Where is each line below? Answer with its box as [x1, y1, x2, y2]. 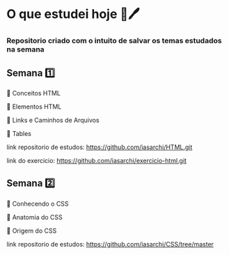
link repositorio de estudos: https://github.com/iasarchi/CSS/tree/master [6, 240, 214, 248]
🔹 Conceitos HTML [6, 88, 61, 97]
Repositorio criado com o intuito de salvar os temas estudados [6, 36, 222, 46]
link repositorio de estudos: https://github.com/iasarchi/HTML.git [6, 143, 193, 151]
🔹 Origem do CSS [6, 226, 57, 235]
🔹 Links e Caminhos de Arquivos [6, 116, 100, 124]
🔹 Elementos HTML [6, 102, 62, 111]
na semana [6, 45, 45, 54]
